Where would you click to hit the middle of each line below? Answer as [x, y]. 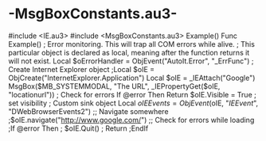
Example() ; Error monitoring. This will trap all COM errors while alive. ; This [131, 44]
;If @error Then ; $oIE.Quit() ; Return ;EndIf [78, 128]
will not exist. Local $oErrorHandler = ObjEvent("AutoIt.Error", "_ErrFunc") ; [131, 61]
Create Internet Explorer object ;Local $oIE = [82, 69]
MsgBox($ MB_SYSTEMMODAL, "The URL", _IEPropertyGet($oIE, [114, 86]
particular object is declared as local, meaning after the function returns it [129, 52]
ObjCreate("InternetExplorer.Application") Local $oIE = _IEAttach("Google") [132, 78]
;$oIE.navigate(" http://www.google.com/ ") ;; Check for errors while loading [131, 120]
